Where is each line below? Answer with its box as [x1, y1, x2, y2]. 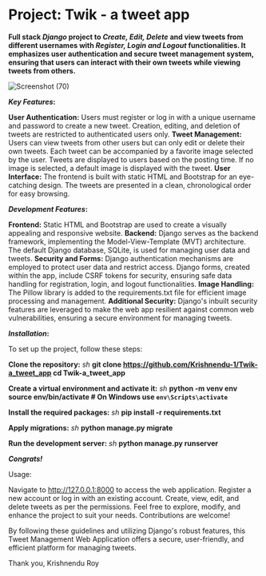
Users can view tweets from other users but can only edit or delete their [8, 137, 245, 147]
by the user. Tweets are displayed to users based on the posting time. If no [8, 154, 254, 165]
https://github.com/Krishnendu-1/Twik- [122, 360, 258, 369]
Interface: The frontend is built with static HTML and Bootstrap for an [8, 172, 237, 181]
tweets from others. [8, 66, 76, 75]
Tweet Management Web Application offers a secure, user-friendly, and [8, 534, 244, 544]
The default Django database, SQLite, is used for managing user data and [8, 245, 250, 255]
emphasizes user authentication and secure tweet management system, [8, 49, 254, 58]
